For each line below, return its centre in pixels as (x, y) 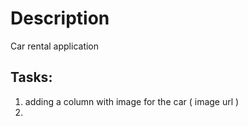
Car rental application (55, 46)
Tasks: (31, 77)
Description (60, 18)
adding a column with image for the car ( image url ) (132, 101)
